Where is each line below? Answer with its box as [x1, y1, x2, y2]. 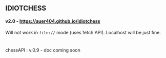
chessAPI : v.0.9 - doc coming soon [5, 47, 81, 53]
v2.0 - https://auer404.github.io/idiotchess [5, 18, 101, 24]
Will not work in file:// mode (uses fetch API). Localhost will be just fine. [5, 29, 161, 35]
